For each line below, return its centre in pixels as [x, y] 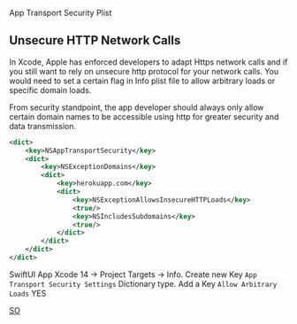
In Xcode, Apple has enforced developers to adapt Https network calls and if [148, 62]
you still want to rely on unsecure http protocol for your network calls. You [144, 71]
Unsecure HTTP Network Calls [95, 40]
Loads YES [28, 293]
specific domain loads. [50, 90]
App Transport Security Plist [61, 13]
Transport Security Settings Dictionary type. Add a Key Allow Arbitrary [143, 283]
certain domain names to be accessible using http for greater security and [144, 116]
